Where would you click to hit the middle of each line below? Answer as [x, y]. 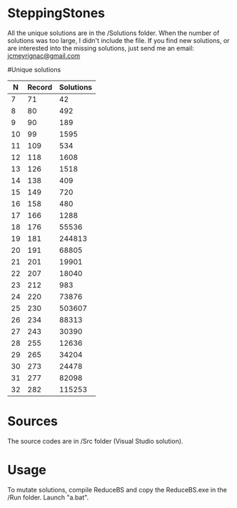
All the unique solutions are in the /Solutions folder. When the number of [114, 33]
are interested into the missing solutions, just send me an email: [101, 48]
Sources [33, 421]
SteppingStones [56, 13]
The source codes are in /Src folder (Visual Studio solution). [95, 441]
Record [40, 87]
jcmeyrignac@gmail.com [44, 56]
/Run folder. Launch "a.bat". [48, 497]
